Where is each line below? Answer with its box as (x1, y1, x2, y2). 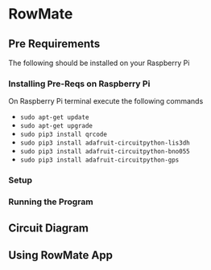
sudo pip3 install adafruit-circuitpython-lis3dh (19, 139, 191, 147)
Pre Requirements (8, 37, 101, 51)
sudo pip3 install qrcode (19, 130, 107, 139)
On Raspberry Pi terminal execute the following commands (8, 96, 204, 106)
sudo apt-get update (19, 113, 89, 121)
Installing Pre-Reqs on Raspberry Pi (8, 78, 151, 89)
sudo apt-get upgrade (19, 122, 93, 130)
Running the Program (8, 196, 94, 207)
